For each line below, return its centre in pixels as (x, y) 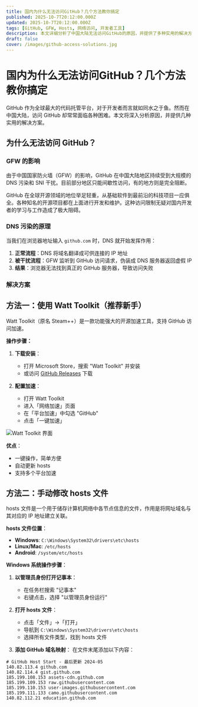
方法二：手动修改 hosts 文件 (57, 493)
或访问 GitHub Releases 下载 (58, 373)
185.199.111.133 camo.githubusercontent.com (62, 693)
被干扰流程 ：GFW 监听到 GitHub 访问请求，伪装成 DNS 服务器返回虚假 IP (103, 260)
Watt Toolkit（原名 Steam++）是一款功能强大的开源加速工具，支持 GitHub (96, 321)
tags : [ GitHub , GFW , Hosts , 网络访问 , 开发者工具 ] (65, 28)
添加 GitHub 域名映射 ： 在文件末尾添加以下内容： (74, 650)
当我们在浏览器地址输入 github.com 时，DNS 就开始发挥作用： (81, 240)
